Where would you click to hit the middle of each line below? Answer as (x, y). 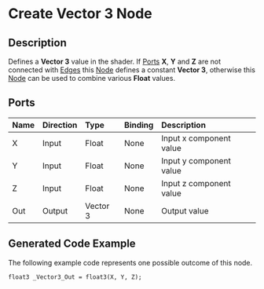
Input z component (196, 183)
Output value (185, 210)
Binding (139, 125)
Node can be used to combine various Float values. (92, 78)
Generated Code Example (72, 244)
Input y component (196, 160)
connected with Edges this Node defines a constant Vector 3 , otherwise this (132, 70)
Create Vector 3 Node (81, 14)
